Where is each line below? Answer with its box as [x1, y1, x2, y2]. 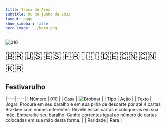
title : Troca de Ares [5, 7, 51, 12]
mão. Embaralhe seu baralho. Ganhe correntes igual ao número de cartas [5, 112, 157, 118]
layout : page [5, 16, 33, 21]
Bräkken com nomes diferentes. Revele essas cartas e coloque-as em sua [5, 106, 159, 112]
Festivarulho [5, 83, 46, 91]
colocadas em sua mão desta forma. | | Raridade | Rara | [5, 117, 122, 123]
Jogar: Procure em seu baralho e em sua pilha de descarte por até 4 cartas [5, 101, 161, 107]
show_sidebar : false [5, 21, 49, 26]
